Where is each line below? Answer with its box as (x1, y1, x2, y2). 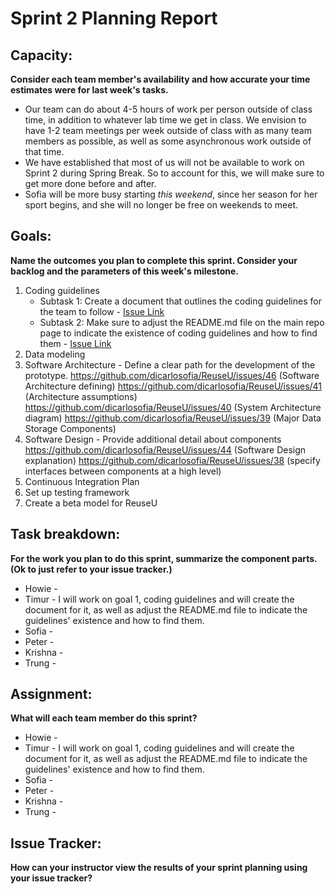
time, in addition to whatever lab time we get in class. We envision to (24, 114, 307, 126)
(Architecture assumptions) (24, 390, 138, 402)
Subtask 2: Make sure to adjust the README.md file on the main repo (39, 316, 325, 328)
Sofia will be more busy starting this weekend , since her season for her (24, 188, 318, 200)
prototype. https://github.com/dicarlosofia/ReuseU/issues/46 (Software (24, 369, 320, 381)
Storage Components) (24, 422, 117, 434)
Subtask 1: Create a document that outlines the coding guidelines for (39, 295, 322, 307)
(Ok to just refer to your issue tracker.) (10, 563, 173, 575)
